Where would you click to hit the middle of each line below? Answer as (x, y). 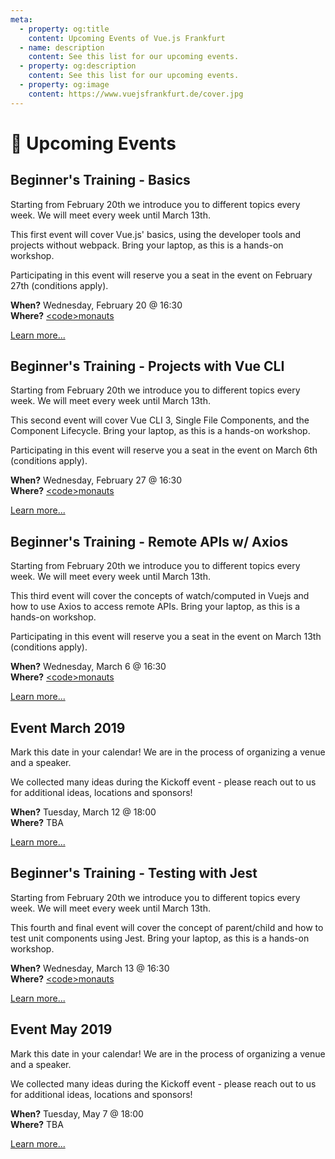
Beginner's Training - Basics (100, 180)
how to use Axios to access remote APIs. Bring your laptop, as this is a (155, 607)
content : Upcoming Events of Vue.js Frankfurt (127, 38)
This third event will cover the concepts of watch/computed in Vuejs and (160, 596)
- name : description (62, 47)
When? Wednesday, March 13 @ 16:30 (90, 968)
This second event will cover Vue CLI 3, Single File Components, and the (160, 420)
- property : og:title (64, 29)
